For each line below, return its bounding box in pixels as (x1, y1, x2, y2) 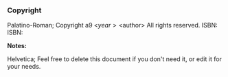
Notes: (7, 42, 27, 50)
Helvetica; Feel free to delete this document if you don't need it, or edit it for (7, 55, 222, 63)
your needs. (7, 63, 41, 71)
